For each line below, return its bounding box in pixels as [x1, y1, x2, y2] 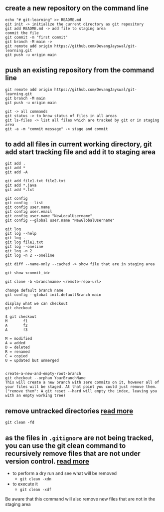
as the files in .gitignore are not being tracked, [5, 433, 154, 442]
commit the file [5, 30, 39, 36]
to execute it [12, 481, 38, 487]
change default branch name [5, 288, 64, 293]
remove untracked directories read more [5, 406, 134, 415]
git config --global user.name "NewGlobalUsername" [5, 218, 115, 223]
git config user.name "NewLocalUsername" [5, 214, 93, 219]
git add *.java [5, 183, 37, 188]
